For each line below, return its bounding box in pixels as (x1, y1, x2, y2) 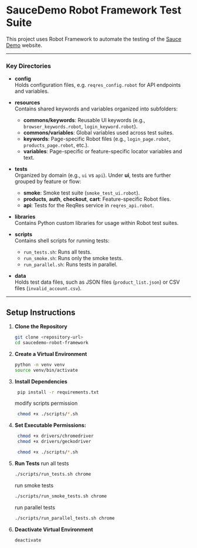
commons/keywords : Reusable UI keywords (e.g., (23, 117, 145, 124)
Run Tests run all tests (14, 459, 69, 467)
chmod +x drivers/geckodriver (17, 439, 91, 445)
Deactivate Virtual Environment (14, 526, 93, 533)
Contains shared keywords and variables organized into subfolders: (14, 105, 178, 112)
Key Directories (6, 62, 52, 70)
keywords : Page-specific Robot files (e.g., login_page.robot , (23, 136, 171, 143)
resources (14, 99, 40, 106)
